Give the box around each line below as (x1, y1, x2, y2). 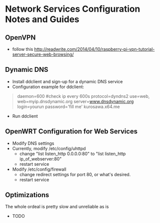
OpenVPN (5, 33, 36, 42)
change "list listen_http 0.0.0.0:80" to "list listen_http (19, 151, 126, 156)
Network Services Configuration (5, 3, 140, 15)
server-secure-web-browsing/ (12, 51, 74, 57)
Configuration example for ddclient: (12, 84, 84, 89)
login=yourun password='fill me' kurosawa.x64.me (17, 104, 120, 110)
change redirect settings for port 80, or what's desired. (19, 171, 131, 177)
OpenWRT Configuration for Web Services (5, 127, 138, 135)
